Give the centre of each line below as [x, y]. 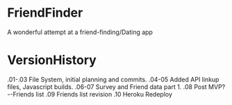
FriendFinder [45, 13]
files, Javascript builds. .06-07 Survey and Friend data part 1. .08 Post [107, 87]
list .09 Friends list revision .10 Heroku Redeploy [104, 94]
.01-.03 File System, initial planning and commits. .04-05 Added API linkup [113, 79]
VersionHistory [52, 60]
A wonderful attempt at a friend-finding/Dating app [80, 32]
